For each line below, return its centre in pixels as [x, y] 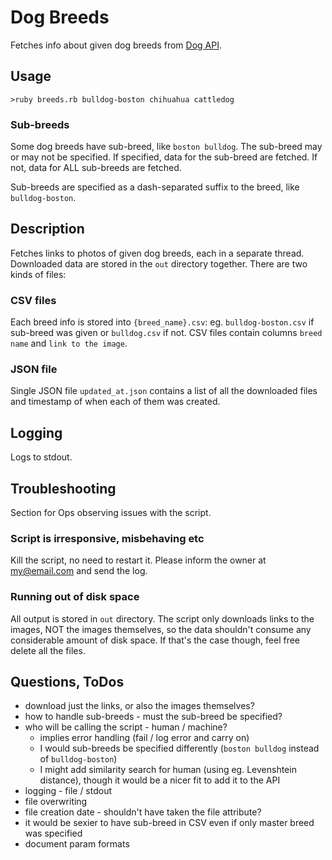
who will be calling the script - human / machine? [126, 727]
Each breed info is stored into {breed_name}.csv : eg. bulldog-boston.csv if [162, 322]
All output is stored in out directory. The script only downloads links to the [162, 618]
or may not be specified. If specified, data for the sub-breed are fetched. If [164, 157]
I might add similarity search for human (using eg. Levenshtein [168, 770]
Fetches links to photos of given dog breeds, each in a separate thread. [157, 253]
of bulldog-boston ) [78, 759]
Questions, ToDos [67, 682]
